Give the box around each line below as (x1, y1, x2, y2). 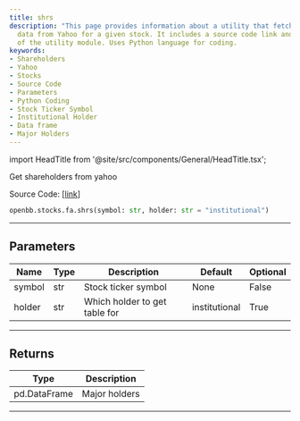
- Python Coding (9, 96, 70, 105)
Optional (248, 265, 287, 278)
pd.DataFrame (13, 388, 74, 400)
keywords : (9, 46, 46, 55)
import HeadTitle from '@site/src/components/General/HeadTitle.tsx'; (9, 154, 267, 164)
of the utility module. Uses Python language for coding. (17, 38, 238, 47)
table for (83, 306, 120, 318)
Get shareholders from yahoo (9, 171, 118, 181)
